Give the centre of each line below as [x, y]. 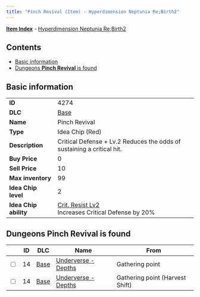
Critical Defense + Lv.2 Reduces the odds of [119, 142]
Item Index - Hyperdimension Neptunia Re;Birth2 [66, 29]
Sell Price [23, 169]
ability [18, 212]
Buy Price [23, 159]
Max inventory [30, 178]
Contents [24, 47]
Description [26, 146]
